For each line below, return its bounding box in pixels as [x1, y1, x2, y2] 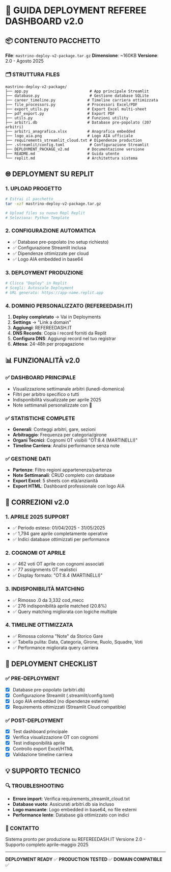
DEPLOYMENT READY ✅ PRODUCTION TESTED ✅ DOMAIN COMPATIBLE [5, 856, 163, 862]
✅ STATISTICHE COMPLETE [5, 415, 75, 422]
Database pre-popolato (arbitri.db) [12, 686, 85, 693]
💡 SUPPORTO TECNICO [5, 766, 81, 775]
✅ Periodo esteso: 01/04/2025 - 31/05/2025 [12, 525, 105, 531]
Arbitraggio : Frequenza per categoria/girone [12, 431, 107, 438]
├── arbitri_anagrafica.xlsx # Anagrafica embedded [5, 129, 136, 134]
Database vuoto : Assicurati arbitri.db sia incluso [12, 801, 115, 807]
